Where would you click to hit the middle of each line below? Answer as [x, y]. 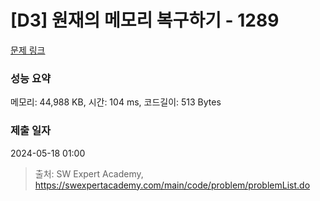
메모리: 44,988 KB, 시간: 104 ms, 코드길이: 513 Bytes [116, 102]
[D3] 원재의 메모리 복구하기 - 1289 [145, 20]
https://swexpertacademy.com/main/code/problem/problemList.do [172, 185]
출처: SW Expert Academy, [89, 173]
